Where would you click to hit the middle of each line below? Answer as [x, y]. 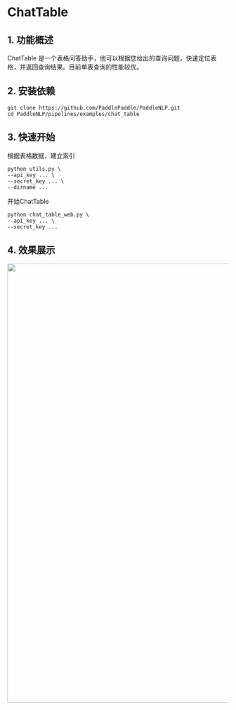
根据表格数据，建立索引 [41, 155]
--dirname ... [28, 187]
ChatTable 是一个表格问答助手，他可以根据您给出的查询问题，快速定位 [109, 58]
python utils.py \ [34, 169]
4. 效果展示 [31, 250]
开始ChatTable [28, 201]
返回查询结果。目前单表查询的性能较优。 [84, 67]
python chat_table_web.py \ [48, 214]
